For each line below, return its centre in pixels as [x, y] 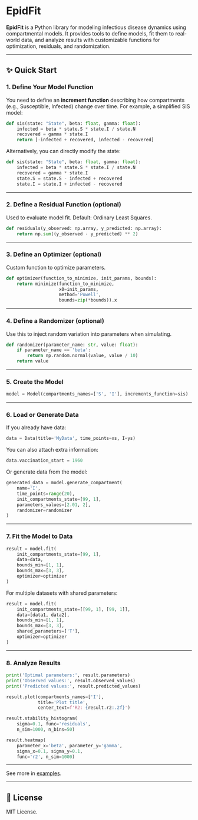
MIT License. [22, 812]
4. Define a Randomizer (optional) [55, 321]
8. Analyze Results [33, 663]
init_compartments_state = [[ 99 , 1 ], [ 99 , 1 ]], [74, 609]
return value [33, 361]
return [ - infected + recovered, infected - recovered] [85, 140]
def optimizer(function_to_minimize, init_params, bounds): [82, 278]
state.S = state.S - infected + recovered [70, 179]
